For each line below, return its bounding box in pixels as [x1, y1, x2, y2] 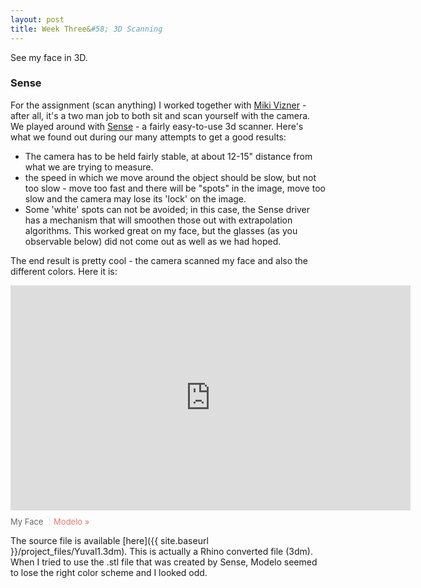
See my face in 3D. [10, 51, 88, 63]
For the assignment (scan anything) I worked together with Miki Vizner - [10, 99, 307, 111]
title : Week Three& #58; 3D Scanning [10, 24, 163, 34]
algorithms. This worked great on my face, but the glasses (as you [24, 224, 298, 236]
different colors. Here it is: [10, 265, 118, 277]
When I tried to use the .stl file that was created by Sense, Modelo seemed [10, 556, 318, 568]
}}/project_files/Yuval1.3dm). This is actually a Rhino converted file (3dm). [10, 545, 313, 557]
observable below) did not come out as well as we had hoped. [24, 235, 282, 247]
